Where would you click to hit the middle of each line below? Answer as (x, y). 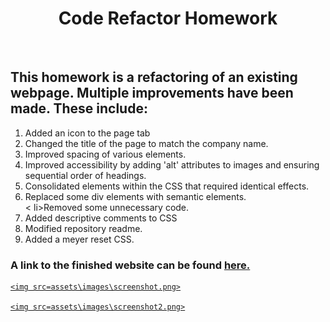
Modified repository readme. (83, 228)
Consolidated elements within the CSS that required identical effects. (167, 186)
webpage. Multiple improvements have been (152, 93)
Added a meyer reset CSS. (79, 239)
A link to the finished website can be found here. (130, 265)
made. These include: (79, 108)
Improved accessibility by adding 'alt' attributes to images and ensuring (172, 164)
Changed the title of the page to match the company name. (146, 143)
